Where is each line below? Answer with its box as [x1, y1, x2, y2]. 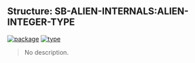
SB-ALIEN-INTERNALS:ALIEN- [54, 6, 189, 17]
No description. [24, 48, 69, 56]
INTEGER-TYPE [7, 17, 75, 28]
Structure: [7, 6, 53, 17]
